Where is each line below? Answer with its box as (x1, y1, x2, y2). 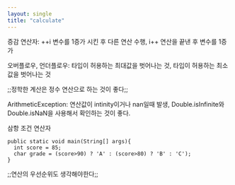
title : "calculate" (7, 17, 65, 24)
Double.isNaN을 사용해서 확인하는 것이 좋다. (7, 109, 131, 117)
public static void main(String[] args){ (7, 138, 132, 145)
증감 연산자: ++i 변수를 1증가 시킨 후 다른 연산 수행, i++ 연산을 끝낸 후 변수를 (7, 37, 217, 46)
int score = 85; (13, 144, 62, 151)
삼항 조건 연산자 (7, 124, 52, 132)
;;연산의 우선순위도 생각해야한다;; (7, 169, 99, 178)
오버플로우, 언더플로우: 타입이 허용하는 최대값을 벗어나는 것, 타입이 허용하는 (7, 61, 215, 69)
